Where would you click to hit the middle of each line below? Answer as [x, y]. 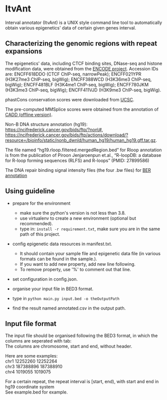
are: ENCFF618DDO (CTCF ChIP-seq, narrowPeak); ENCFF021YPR [73, 74]
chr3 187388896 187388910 [34, 367]
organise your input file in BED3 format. [53, 289]
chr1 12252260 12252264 [31, 361]
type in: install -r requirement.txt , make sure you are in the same [90, 229]
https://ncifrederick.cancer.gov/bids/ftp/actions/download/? [67, 135]
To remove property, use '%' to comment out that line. [75, 269]
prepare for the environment [41, 203]
